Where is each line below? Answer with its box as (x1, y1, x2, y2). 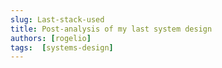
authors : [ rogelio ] (10, 33, 92, 43)
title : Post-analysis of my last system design (10, 24, 213, 34)
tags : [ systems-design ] (10, 42, 114, 53)
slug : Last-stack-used (10, 14, 105, 25)
